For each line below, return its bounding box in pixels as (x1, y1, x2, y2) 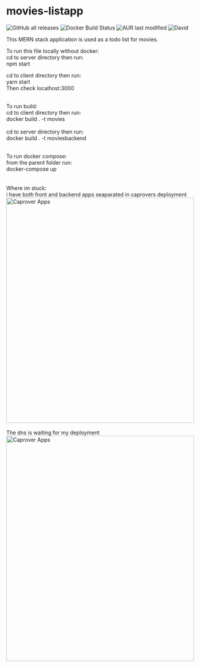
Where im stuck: (6, 184, 47, 192)
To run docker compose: (6, 152, 67, 160)
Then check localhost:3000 (6, 84, 74, 91)
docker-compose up (6, 165, 57, 172)
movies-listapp (6, 4, 83, 18)
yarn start (6, 78, 31, 85)
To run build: (6, 102, 38, 109)
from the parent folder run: (6, 159, 72, 166)
